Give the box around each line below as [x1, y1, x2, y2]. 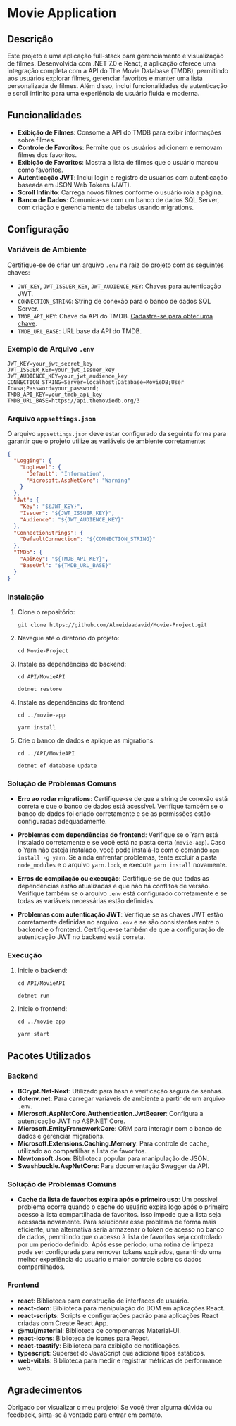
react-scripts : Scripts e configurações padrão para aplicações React [17, 1311, 218, 1320]
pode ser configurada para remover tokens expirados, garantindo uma [17, 1248, 222, 1256]
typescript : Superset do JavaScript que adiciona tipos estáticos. [17, 1348, 206, 1357]
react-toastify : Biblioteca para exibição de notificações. [17, 1341, 181, 1350]
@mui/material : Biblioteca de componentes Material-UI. [17, 1326, 182, 1334]
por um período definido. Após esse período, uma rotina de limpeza [17, 1240, 214, 1248]
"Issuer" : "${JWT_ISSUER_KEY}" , [20, 509, 115, 516]
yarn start [17, 1031, 50, 1038]
